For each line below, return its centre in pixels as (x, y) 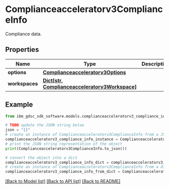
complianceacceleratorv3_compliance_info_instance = (62, 139)
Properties (22, 50)
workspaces (23, 83)
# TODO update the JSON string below (45, 125)
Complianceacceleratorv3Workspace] (90, 86)
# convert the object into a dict (41, 158)
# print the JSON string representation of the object (64, 144)
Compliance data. (23, 34)
